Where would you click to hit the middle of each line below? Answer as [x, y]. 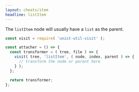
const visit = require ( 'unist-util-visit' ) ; [55, 38]
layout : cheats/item [27, 10]
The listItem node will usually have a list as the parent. [64, 29]
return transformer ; [31, 80]
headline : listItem [26, 15]
